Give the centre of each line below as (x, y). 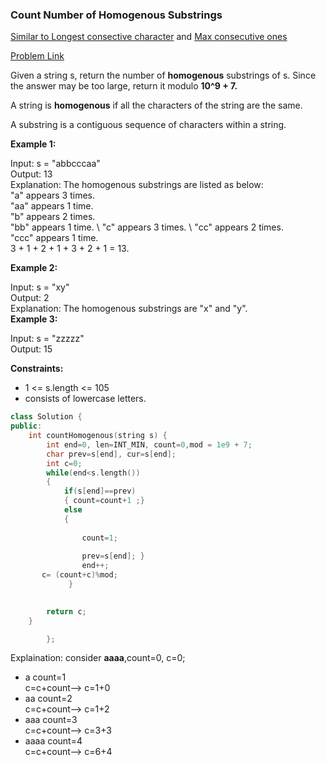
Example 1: (33, 144)
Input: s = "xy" (40, 287)
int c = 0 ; (64, 463)
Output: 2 (30, 298)
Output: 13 (31, 174)
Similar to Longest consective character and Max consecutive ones (149, 37)
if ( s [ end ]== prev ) (100, 491)
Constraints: (37, 369)
